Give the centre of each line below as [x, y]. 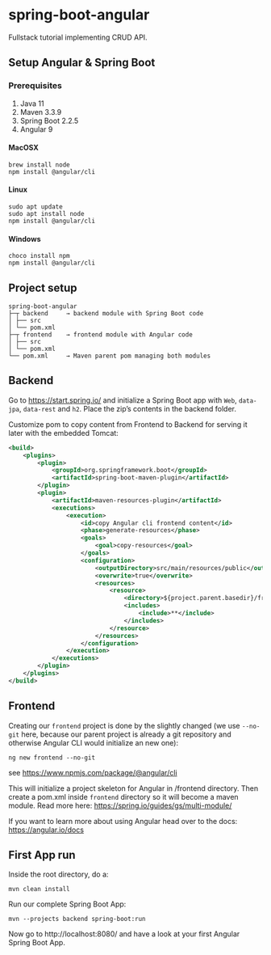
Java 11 [32, 104]
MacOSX [23, 148]
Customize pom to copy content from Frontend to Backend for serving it [128, 424]
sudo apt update [35, 207]
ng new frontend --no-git [52, 758]
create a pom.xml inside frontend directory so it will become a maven [124, 797]
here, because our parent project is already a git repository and [126, 734]
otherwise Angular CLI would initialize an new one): [94, 742]
